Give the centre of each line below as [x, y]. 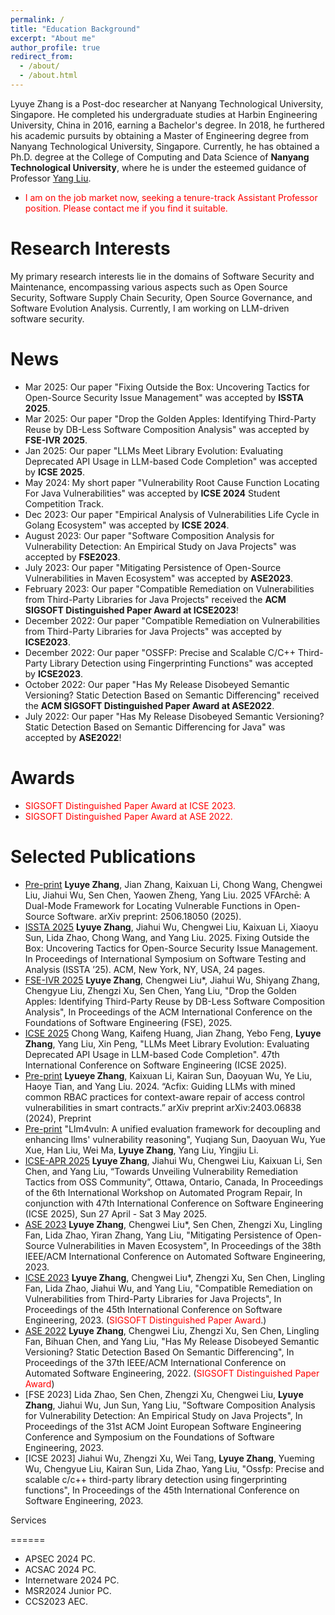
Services [28, 1520]
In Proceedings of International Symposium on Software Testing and [165, 958]
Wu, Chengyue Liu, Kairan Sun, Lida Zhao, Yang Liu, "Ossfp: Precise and [174, 1468]
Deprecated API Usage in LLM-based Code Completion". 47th [152, 1054]
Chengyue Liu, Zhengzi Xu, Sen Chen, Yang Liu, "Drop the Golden [160, 990]
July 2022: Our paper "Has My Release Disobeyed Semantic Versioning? [174, 716]
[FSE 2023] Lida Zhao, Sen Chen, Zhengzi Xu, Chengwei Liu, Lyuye [164, 1394]
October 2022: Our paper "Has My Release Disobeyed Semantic [157, 684]
